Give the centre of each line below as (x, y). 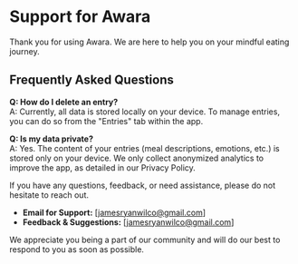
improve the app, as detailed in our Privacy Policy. (103, 167)
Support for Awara (80, 17)
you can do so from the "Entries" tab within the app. (106, 121)
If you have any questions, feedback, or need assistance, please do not (143, 185)
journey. (24, 51)
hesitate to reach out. (49, 195)
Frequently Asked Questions (92, 80)
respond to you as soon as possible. (77, 249)
